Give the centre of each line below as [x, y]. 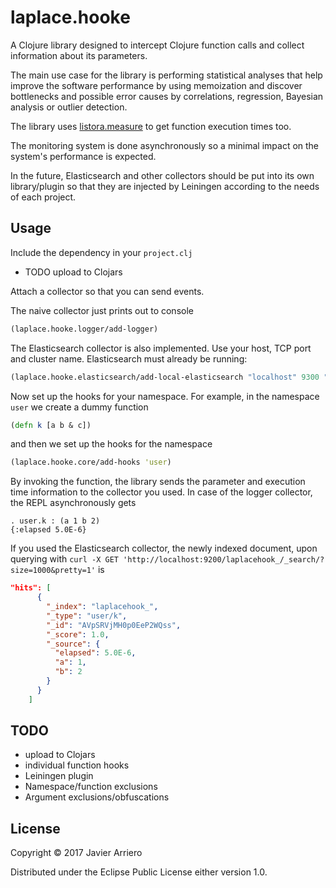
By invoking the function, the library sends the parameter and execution [158, 482]
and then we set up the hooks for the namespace [111, 444]
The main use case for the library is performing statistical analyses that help [166, 75]
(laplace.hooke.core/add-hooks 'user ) [91, 462]
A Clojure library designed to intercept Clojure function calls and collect [157, 45]
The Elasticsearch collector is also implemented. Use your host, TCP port [161, 348]
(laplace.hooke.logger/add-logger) [84, 329]
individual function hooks [77, 765]
